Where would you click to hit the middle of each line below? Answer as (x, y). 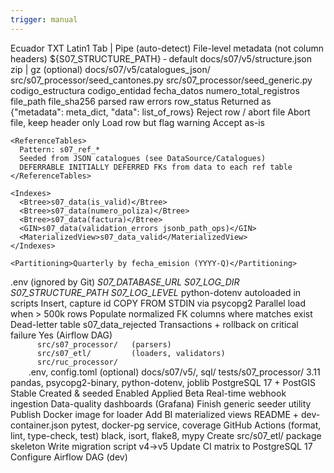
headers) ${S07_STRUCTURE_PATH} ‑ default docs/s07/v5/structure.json (161, 58)
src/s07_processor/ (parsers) (104, 344)
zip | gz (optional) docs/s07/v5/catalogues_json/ (110, 69)
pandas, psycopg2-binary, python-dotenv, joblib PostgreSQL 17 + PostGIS (163, 382)
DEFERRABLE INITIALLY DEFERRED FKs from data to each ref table (156, 167)
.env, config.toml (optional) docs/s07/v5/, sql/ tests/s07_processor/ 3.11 (174, 372)
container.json (39, 425)
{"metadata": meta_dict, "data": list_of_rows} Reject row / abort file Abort (160, 112)
